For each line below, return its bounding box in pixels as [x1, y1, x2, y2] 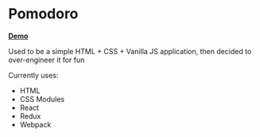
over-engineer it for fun [8, 55, 85, 65]
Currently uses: [8, 70, 59, 80]
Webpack [19, 119, 52, 129]
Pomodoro [8, 5, 79, 23]
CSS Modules [19, 94, 65, 104]
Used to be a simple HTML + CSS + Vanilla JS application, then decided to [8, 46, 252, 56]
